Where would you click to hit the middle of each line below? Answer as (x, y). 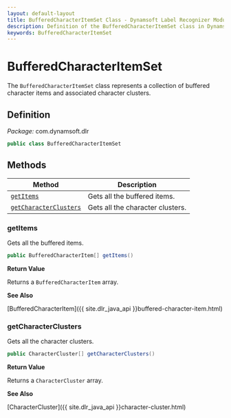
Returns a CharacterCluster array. (55, 381)
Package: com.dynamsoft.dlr (48, 131)
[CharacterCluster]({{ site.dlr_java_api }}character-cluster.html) (97, 407)
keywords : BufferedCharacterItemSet (59, 33)
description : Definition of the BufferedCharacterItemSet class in (106, 26)
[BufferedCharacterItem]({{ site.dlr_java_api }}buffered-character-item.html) (115, 308)
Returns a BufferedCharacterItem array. (63, 282)
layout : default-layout (41, 13)
